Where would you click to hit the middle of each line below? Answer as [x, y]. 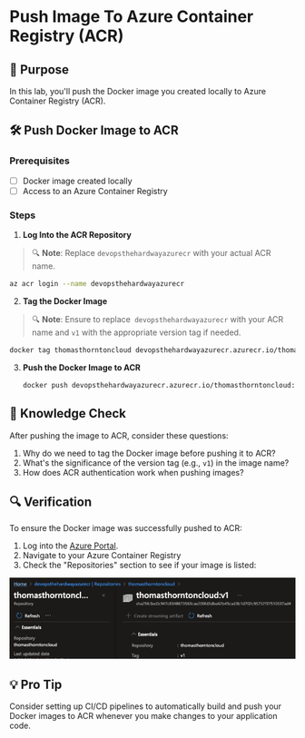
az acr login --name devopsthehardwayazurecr [97, 284]
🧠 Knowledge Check [68, 413]
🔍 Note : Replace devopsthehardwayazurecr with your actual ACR [151, 253]
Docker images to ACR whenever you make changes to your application [143, 716]
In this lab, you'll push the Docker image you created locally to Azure [138, 91]
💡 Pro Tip [36, 684]
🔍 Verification [51, 502]
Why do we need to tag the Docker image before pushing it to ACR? [149, 453]
